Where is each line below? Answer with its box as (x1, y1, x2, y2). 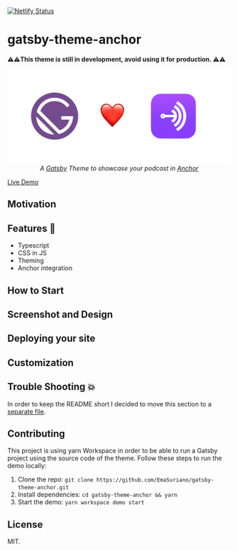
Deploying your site (7, 333, 96, 345)
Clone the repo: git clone (17, 475, 94, 484)
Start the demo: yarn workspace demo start (17, 498, 145, 506)
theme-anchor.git (17, 484, 70, 491)
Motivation (7, 199, 57, 211)
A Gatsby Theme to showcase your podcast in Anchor (40, 164, 199, 173)
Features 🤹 (7, 222, 56, 234)
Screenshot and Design (7, 308, 114, 321)
